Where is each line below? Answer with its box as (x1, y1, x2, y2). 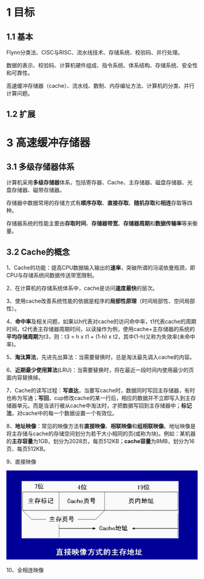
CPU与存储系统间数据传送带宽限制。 (6, 272, 98, 279)
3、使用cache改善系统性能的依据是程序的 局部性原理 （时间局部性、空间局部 (6, 298, 195, 305)
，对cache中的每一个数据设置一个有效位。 (12, 410, 118, 417)
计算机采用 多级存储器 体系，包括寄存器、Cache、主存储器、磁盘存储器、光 (6, 179, 193, 186)
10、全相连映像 (6, 566, 44, 574)
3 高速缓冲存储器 (6, 136, 90, 149)
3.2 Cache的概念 (6, 247, 70, 257)
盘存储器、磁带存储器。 (6, 186, 65, 194)
